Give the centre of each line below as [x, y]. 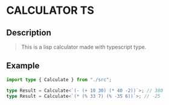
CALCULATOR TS [50, 10]
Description [29, 33]
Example [23, 66]
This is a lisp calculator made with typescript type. [84, 47]
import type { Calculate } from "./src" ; [59, 79]
